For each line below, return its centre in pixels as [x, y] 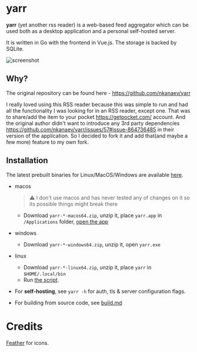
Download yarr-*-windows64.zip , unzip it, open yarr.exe [92, 244]
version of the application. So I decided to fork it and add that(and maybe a [97, 136]
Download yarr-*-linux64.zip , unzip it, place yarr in [87, 267]
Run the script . [41, 279]
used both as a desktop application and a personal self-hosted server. [91, 31]
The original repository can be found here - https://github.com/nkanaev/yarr [98, 93]
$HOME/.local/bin [45, 274]
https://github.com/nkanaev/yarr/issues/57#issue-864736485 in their [90, 129]
